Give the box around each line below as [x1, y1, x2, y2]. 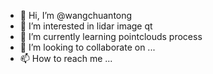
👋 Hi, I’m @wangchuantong [19, 10, 133, 21]
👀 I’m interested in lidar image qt [19, 20, 153, 32]
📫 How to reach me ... [19, 53, 113, 64]
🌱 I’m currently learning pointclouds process [19, 31, 203, 42]
